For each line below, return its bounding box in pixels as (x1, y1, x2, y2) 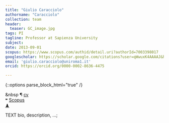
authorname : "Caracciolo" (5, 12, 59, 17)
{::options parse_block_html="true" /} (5, 82, 83, 88)
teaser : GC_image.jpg (10, 26, 55, 31)
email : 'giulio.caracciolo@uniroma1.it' (5, 59, 92, 64)
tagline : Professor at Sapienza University (5, 36, 98, 41)
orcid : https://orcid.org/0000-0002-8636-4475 (5, 64, 105, 69)
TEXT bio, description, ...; (5, 112, 58, 118)
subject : (5, 40, 24, 45)
